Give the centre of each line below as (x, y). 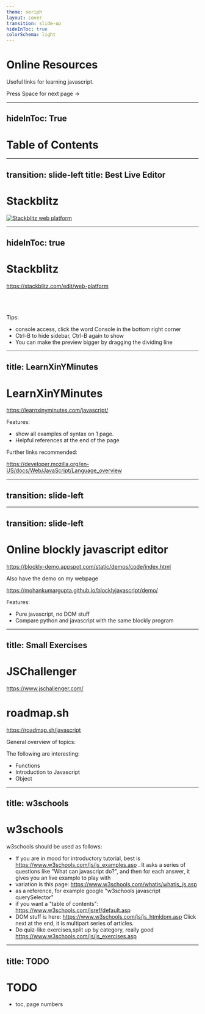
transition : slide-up (34, 23)
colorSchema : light (31, 35)
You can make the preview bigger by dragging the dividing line (94, 342)
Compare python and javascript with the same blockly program (94, 620)
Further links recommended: (42, 452)
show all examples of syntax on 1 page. (64, 434)
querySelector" (34, 897)
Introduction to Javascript (48, 772)
